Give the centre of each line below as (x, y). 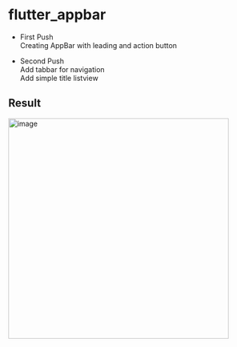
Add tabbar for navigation (62, 69)
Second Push (42, 61)
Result (25, 103)
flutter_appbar (57, 15)
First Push (36, 37)
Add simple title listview (59, 78)
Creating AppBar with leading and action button (98, 45)
